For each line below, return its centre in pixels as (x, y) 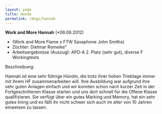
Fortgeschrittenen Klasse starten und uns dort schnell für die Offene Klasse (81, 92)
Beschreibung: (20, 67)
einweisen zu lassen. (26, 107)
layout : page (18, 9)
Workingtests (25, 57)
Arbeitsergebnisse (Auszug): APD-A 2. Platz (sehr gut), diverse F (78, 52)
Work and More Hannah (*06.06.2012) (45, 33)
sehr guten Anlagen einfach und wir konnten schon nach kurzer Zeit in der (80, 87)
